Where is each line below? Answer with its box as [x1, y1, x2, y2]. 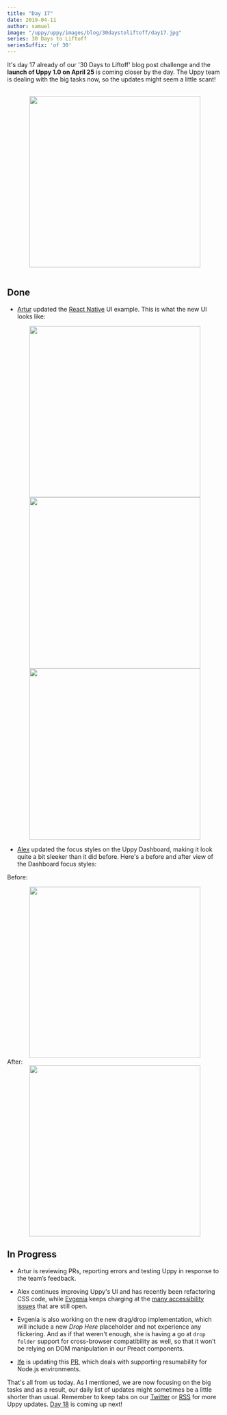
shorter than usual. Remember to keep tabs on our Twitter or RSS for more [7, 1392, 217, 1401]
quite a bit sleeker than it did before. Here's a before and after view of [16, 852, 214, 860]
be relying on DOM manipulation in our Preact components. [16, 1344, 185, 1353]
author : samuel [7, 23, 51, 29]
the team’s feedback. [16, 1274, 77, 1282]
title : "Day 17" [7, 10, 53, 17]
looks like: [16, 312, 46, 321]
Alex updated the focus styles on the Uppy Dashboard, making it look [16, 845, 213, 853]
